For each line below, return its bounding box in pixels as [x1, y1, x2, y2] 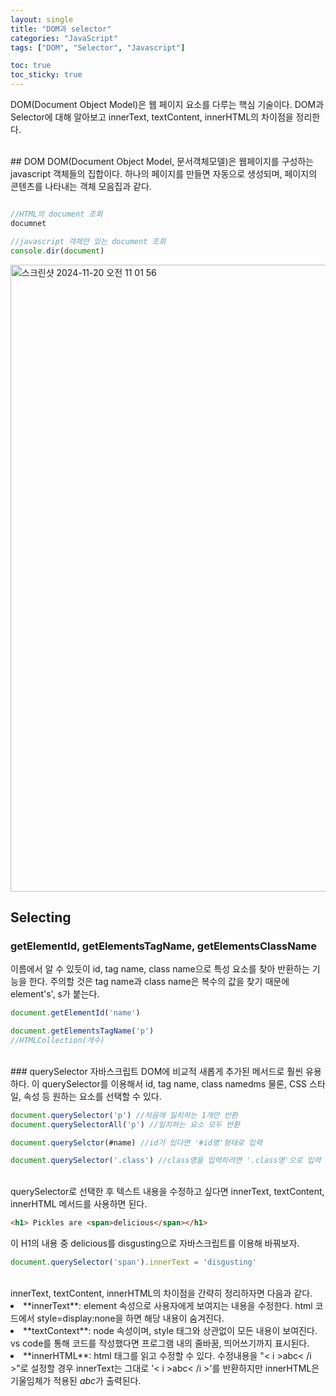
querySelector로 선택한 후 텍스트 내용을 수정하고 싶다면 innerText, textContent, [10, 1186, 325, 1198]
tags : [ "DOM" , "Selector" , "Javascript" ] [10, 42, 186, 53]
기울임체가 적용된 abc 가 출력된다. [10, 1375, 142, 1387]
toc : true [10, 61, 52, 71]
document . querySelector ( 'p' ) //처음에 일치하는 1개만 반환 [10, 1110, 238, 1120]
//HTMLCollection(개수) [10, 1035, 105, 1045]
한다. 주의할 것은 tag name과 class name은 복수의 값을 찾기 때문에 [28, 976, 290, 988]
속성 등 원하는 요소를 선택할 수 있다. [23, 1090, 162, 1102]
